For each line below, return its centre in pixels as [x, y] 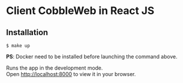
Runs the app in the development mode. [54, 68]
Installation [27, 32]
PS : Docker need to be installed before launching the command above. [92, 56]
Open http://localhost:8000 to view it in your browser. [71, 74]
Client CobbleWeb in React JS [80, 11]
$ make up [18, 46]
